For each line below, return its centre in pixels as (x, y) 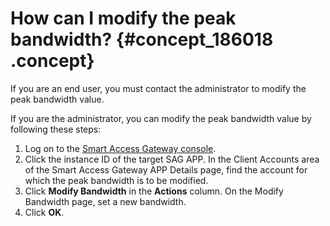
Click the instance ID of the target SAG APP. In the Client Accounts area (172, 159)
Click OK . (44, 212)
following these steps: (56, 129)
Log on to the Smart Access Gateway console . (120, 148)
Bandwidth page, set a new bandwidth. (105, 201)
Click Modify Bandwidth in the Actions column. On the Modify (154, 191)
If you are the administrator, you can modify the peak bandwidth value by (161, 118)
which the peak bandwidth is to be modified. (116, 180)
